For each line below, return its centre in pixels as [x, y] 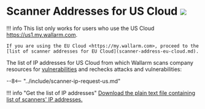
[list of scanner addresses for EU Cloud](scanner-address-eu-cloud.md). [103, 51]
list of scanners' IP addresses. [44, 99]
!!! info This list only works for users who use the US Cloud [80, 28]
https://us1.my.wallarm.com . [42, 34]
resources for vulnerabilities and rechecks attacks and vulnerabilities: [94, 69]
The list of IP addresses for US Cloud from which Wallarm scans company [100, 62]
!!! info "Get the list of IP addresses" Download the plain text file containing [101, 92]
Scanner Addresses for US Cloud [92, 11]
